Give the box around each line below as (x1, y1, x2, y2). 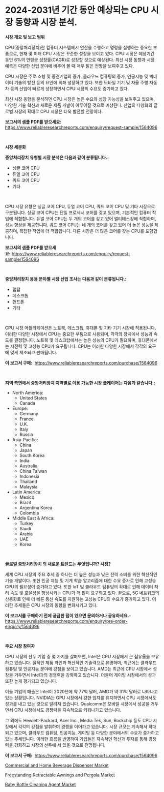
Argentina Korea (19, 505, 52, 511)
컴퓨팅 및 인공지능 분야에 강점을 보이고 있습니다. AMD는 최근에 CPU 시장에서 (5, 666, 152, 671)
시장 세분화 (5, 144, 26, 150)
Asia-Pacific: (12, 436, 38, 443)
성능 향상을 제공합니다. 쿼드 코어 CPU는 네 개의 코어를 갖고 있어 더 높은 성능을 (5, 222, 154, 228)
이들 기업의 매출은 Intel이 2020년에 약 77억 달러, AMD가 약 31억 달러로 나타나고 (5, 688, 158, 694)
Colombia (19, 510, 39, 516)
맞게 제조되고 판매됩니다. (10, 349, 58, 355)
